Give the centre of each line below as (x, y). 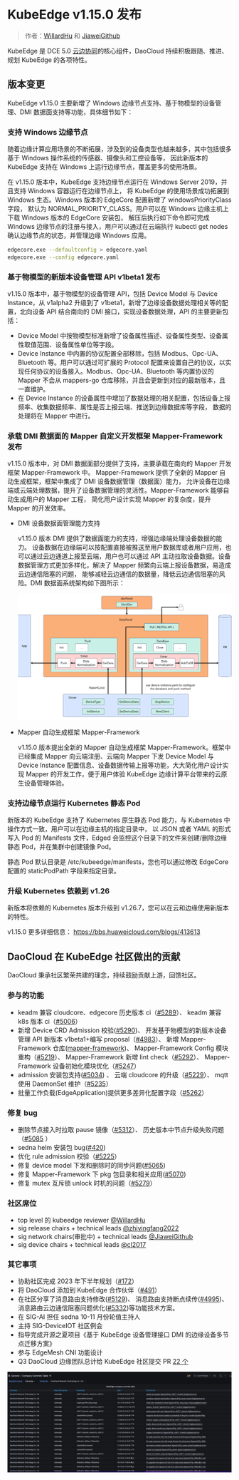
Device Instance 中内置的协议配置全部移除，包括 (89, 354)
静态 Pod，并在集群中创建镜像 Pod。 (61, 847)
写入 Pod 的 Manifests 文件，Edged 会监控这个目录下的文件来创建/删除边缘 (117, 838)
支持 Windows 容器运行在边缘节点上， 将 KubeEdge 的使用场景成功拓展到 (121, 191)
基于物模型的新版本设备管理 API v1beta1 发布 (84, 277)
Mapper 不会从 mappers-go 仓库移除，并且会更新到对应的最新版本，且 (122, 380)
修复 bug (22, 1113)
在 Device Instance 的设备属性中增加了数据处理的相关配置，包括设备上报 (124, 398)
